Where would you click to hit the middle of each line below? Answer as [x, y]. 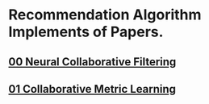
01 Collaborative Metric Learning [92, 89]
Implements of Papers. [86, 32]
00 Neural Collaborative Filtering [92, 62]
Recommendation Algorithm [105, 15]
